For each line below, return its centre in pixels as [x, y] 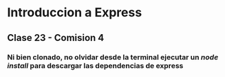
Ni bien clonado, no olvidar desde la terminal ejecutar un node [113, 57]
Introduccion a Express [75, 13]
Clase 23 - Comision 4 [56, 38]
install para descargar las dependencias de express [95, 65]
